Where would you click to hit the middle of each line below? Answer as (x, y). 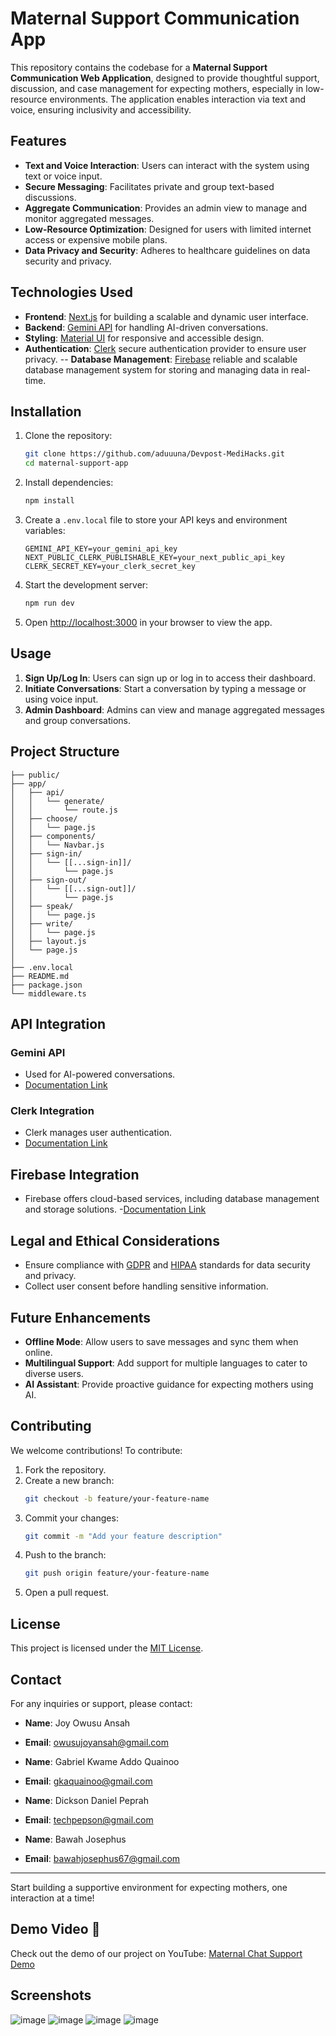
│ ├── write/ (42, 923)
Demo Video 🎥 (55, 1929)
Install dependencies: (69, 483)
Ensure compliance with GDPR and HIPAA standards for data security (167, 1265)
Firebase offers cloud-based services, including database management (172, 1199)
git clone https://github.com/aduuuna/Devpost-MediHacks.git (155, 454)
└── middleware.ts (48, 993)
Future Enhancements (81, 1317)
